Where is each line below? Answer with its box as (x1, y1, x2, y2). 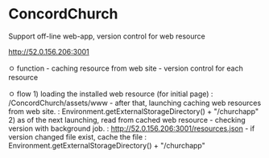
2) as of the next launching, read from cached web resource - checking (8, 115, 246, 124)
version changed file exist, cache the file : (8, 132, 147, 141)
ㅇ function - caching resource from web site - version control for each (8, 63, 243, 73)
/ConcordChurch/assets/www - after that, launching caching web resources (8, 98, 262, 107)
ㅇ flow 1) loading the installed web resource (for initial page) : (8, 89, 213, 99)
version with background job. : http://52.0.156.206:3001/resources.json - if (8, 124, 255, 133)
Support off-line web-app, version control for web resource (8, 31, 205, 41)
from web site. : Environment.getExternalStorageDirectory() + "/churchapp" (8, 106, 259, 116)
